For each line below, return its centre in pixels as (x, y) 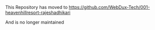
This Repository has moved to (36, 7)
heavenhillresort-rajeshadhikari (38, 12)
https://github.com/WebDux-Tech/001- (109, 7)
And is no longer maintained (35, 22)
